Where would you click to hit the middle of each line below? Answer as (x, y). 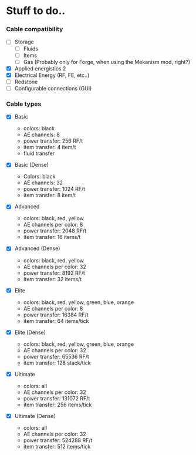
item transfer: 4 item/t (50, 147)
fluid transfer (39, 153)
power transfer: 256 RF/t (53, 141)
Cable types (24, 104)
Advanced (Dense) (37, 248)
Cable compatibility (35, 29)
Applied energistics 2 (40, 68)
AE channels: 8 (41, 135)
